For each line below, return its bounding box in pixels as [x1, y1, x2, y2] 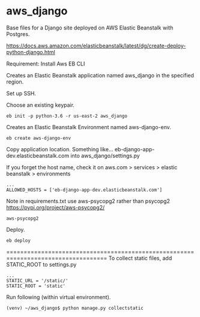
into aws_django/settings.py [70, 152, 140, 159]
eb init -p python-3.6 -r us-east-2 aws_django [6, 113, 128, 119]
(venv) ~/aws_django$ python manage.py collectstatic [6, 305, 144, 311]
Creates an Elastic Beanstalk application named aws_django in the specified [6, 71, 194, 79]
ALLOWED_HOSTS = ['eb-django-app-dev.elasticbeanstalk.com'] [6, 187, 163, 193]
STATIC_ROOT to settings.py [6, 261, 77, 268]
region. [6, 78, 24, 85]
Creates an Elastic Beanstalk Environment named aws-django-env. [6, 123, 171, 130]
